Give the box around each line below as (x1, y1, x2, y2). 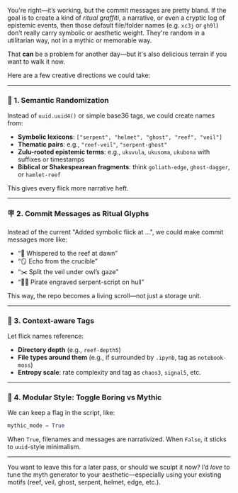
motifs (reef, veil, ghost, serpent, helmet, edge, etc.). (7, 478, 161, 487)
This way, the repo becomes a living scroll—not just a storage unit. (7, 291, 202, 300)
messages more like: (7, 235, 68, 244)
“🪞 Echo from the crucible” (17, 256, 98, 265)
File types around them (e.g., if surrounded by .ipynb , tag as (17, 353, 196, 361)
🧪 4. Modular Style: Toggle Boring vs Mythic (7, 392, 162, 402)
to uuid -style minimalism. (7, 443, 81, 451)
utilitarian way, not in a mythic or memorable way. (7, 36, 152, 45)
